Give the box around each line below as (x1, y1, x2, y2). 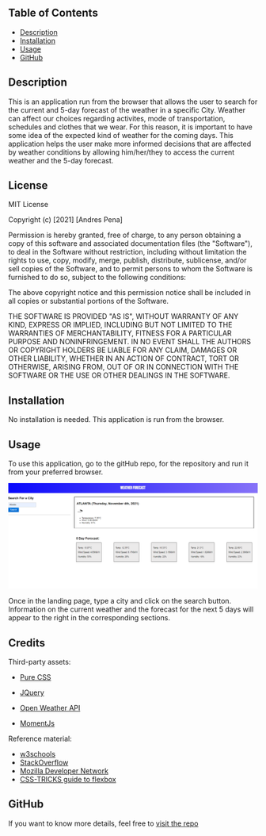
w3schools (19, 750, 56, 758)
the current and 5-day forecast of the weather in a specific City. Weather (8, 105, 246, 114)
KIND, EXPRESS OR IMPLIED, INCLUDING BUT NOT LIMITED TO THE (8, 320, 233, 330)
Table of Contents (8, 6, 99, 20)
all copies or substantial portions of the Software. (8, 297, 169, 306)
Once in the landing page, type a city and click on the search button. (8, 596, 232, 606)
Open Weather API (19, 704, 81, 712)
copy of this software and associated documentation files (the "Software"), (8, 239, 253, 248)
